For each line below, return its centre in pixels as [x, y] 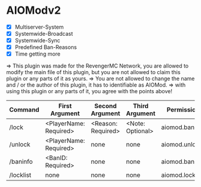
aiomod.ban [178, 127]
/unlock [20, 145]
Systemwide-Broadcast [44, 34]
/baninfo [21, 162]
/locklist [20, 175]
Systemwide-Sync [38, 41]
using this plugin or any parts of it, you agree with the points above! [89, 91]
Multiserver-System [39, 27]
